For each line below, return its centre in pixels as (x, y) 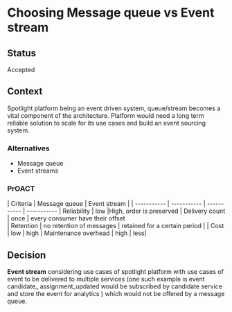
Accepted (21, 70)
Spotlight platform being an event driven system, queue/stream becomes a (114, 108)
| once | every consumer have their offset (66, 218)
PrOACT (21, 189)
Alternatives (28, 148)
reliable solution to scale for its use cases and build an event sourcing (107, 123)
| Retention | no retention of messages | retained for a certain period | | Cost (116, 226)
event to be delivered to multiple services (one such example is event (106, 279)
